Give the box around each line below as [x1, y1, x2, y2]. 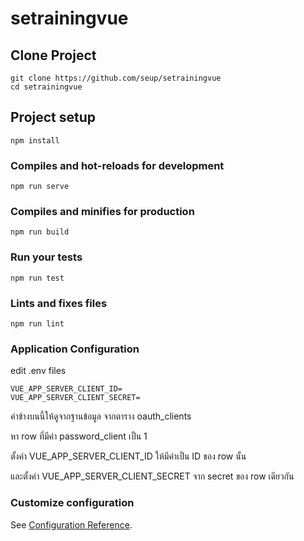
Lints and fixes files [10, 296, 108, 310]
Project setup [10, 109, 97, 126]
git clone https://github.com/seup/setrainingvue [10, 73, 222, 83]
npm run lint [10, 319, 65, 329]
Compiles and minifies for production [10, 205, 195, 219]
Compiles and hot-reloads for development [10, 158, 225, 172]
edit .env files [10, 365, 67, 377]
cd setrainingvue [10, 82, 83, 92]
